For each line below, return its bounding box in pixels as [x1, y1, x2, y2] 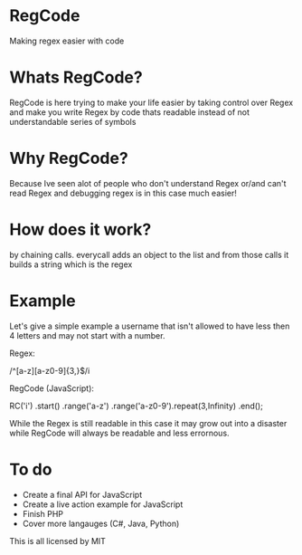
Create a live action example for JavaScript [22, 499, 184, 510]
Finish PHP [22, 508, 64, 519]
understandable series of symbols [9, 116, 137, 127]
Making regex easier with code [9, 35, 125, 46]
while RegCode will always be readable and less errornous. [9, 427, 230, 438]
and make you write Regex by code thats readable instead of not [9, 106, 250, 118]
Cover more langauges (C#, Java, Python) [22, 518, 180, 529]
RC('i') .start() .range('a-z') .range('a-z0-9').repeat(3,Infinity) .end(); [9, 400, 264, 411]
